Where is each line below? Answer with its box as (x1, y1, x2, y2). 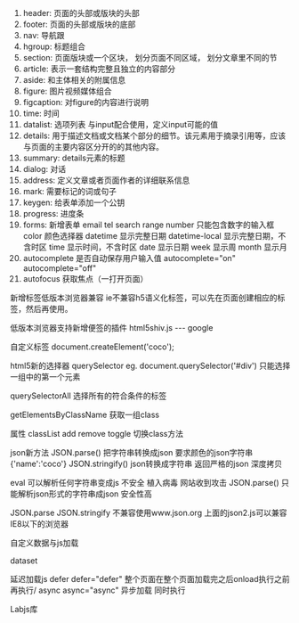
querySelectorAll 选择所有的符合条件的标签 (10, 390, 167, 401)
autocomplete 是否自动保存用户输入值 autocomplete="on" (22, 253, 237, 263)
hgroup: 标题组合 (22, 41, 85, 52)
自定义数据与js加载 (10, 537, 79, 548)
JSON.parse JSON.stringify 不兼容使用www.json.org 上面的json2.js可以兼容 (10, 507, 287, 518)
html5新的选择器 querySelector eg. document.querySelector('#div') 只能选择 (10, 360, 291, 371)
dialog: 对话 (22, 164, 66, 174)
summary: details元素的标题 (22, 152, 125, 163)
